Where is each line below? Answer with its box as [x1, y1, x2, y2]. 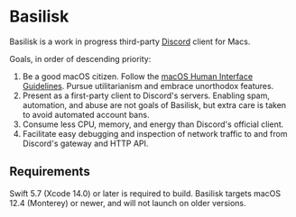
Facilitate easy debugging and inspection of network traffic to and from [22, 128, 288, 139]
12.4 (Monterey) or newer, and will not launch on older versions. [9, 197, 246, 208]
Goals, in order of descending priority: [9, 53, 152, 64]
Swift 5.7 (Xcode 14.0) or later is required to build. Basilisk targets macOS [9, 187, 282, 199]
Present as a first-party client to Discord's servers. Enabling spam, [22, 90, 271, 101]
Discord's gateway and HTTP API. [22, 138, 149, 149]
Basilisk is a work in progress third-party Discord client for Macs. [9, 36, 251, 47]
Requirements [9, 164, 90, 179]
